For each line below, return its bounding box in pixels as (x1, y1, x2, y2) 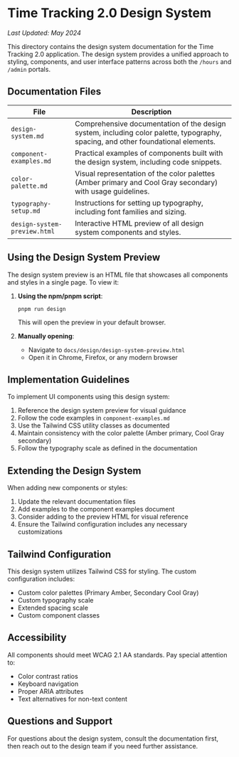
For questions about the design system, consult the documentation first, (7, 734, 219, 743)
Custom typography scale (17, 596, 94, 604)
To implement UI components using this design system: (7, 393, 170, 401)
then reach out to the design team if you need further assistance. (7, 741, 198, 750)
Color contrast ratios (17, 672, 78, 680)
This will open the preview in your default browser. (17, 318, 166, 327)
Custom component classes (17, 611, 100, 620)
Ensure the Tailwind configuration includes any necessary (17, 520, 188, 529)
